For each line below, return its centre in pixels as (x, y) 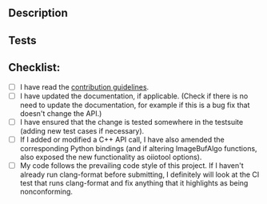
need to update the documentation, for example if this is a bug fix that (135, 105)
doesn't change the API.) (61, 113)
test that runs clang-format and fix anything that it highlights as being (134, 182)
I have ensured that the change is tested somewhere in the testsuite (132, 122)
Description (38, 13)
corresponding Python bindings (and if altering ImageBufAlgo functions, (138, 148)
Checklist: (34, 68)
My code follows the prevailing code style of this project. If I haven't (132, 165)
